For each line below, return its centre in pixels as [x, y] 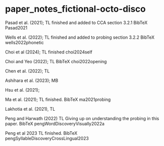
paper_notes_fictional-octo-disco [75, 9]
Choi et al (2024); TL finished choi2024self [49, 52]
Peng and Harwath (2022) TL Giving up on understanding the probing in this [82, 118]
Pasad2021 [16, 27]
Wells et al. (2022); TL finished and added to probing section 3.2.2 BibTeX [80, 37]
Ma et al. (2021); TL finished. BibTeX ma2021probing [58, 99]
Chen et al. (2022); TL [27, 71]
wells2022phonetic [25, 42]
